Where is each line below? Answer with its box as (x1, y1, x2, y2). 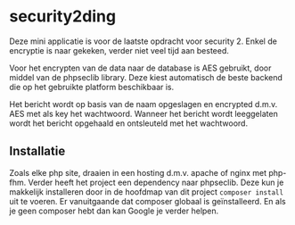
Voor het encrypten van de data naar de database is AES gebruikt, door (9, 62, 272, 73)
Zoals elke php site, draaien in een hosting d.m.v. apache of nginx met (9, 167, 267, 178)
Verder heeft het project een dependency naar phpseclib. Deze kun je (28, 177, 284, 187)
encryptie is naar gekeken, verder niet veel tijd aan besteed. (9, 45, 230, 55)
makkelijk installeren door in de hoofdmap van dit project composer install (9, 186, 283, 197)
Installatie (9, 144, 66, 159)
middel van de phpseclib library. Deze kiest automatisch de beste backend (9, 71, 283, 82)
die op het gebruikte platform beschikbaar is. (9, 81, 175, 92)
